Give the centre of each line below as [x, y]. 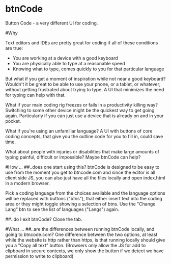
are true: [14, 48]
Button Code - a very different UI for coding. [52, 23]
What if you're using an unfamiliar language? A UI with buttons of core [79, 131]
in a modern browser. [27, 183]
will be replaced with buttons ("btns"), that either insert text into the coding [84, 198]
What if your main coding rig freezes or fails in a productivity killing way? [81, 104]
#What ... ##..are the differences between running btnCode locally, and [80, 229]
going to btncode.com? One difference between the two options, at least [81, 234]
